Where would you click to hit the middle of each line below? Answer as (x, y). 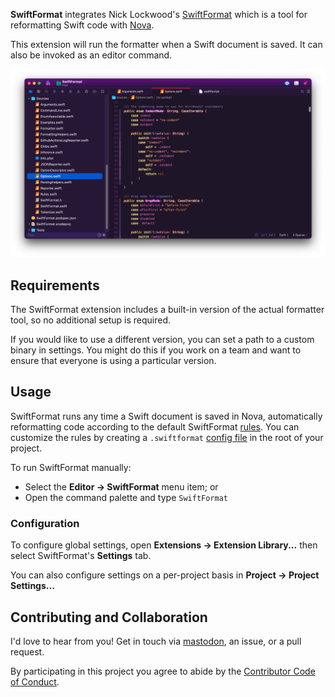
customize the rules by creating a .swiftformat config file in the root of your (167, 437)
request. (27, 651)
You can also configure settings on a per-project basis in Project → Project (165, 575)
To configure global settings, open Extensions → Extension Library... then (164, 545)
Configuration (45, 523)
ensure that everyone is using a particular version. (113, 361)
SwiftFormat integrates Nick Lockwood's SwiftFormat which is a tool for (159, 14)
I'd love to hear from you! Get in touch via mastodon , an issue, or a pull (156, 641)
